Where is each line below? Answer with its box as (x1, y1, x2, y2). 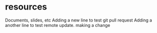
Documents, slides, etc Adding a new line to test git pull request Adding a (5, 17, 152, 23)
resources (5, 1, 47, 12)
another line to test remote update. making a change (5, 22, 111, 28)
